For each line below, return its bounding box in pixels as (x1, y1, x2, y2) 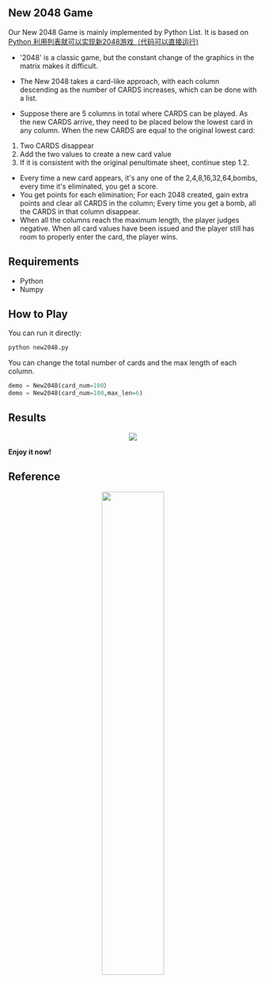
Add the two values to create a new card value (19, 149, 172, 159)
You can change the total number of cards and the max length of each (8, 358, 237, 368)
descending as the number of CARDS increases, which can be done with (19, 85, 257, 94)
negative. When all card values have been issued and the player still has (19, 224, 255, 233)
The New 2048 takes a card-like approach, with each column (19, 76, 220, 86)
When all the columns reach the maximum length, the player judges (19, 215, 240, 224)
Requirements (8, 255, 79, 269)
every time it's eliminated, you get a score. (19, 182, 158, 191)
